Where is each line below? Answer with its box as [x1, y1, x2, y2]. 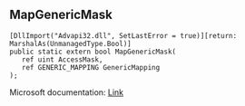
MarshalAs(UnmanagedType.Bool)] [9, 39, 132, 48]
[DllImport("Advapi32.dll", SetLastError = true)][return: [9, 31, 238, 40]
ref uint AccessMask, [21, 54, 103, 64]
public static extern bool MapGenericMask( [9, 47, 177, 56]
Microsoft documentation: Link [9, 86, 124, 98]
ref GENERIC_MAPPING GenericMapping [21, 63, 161, 72]
